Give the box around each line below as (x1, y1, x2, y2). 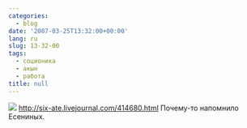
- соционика (15, 58, 57, 66)
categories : (8, 11, 49, 20)
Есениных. (8, 111, 45, 122)
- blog (15, 19, 38, 28)
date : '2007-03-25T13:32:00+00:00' (8, 27, 129, 35)
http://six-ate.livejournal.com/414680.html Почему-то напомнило (18, 103, 239, 113)
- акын (15, 65, 38, 73)
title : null (8, 79, 49, 87)
